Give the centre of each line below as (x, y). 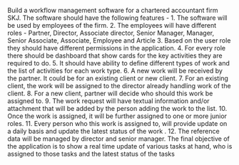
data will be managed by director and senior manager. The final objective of (118, 139)
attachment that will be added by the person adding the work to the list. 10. (117, 108)
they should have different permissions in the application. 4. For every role (117, 48)
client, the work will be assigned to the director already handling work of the (119, 86)
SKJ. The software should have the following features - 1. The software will (117, 18)
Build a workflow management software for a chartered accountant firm (113, 10)
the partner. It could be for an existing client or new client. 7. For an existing (118, 78)
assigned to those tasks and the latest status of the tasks (91, 154)
